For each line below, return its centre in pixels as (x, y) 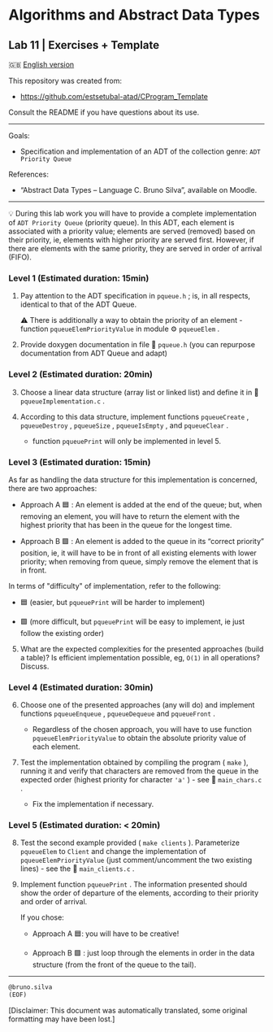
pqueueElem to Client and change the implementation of (113, 851)
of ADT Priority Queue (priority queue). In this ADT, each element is (121, 222)
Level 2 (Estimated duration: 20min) (80, 374)
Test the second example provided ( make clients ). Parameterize (130, 843)
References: (28, 174)
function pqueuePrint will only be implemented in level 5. (127, 441)
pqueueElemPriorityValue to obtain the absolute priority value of (139, 738)
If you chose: (42, 917)
